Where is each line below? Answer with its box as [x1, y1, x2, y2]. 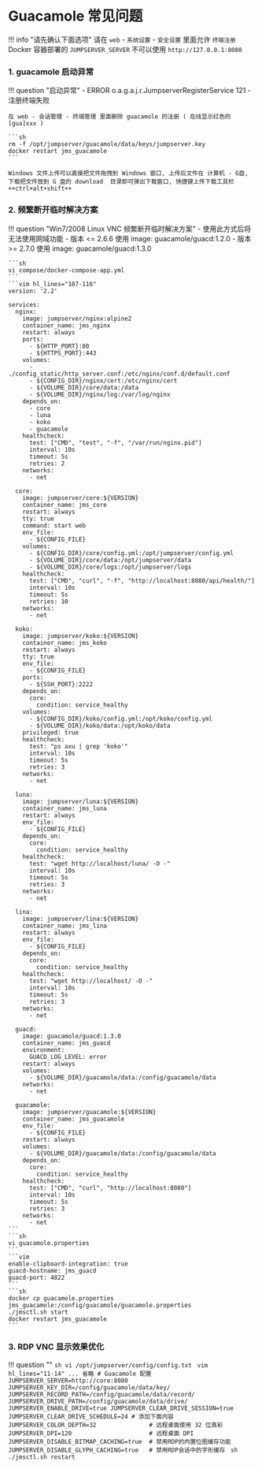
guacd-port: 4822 [8, 1273, 65, 1281]
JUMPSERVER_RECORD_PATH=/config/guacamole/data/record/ [8, 1390, 195, 1398]
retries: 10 [28, 597, 68, 606]
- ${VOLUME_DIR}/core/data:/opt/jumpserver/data [28, 556, 192, 564]
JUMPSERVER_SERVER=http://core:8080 [8, 1377, 128, 1385]
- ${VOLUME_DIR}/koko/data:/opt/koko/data [28, 721, 171, 729]
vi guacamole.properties [8, 1239, 90, 1247]
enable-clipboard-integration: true [8, 1259, 128, 1268]
